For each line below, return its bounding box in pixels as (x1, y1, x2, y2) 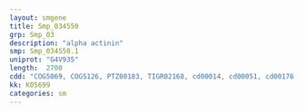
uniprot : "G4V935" (9, 55, 79, 64)
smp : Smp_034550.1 (9, 47, 79, 56)
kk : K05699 (9, 80, 51, 89)
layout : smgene (9, 13, 67, 23)
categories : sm (9, 89, 67, 98)
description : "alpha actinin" (9, 38, 124, 48)
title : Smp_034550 (9, 22, 79, 31)
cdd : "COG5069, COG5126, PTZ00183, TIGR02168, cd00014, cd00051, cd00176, (9, 72, 299, 81)
